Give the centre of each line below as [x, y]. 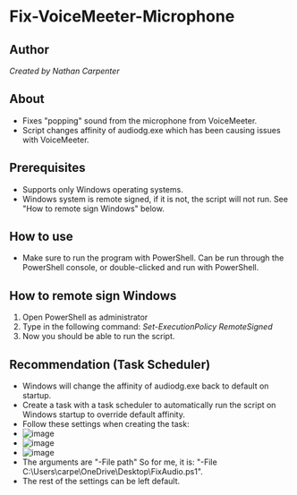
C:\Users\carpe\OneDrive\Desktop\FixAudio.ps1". [112, 472]
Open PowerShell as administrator [85, 317]
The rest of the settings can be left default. [101, 482]
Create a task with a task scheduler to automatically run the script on [149, 405]
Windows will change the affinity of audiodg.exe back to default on [145, 386]
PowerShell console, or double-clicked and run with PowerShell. [140, 268]
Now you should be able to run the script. [98, 337]
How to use [41, 237]
